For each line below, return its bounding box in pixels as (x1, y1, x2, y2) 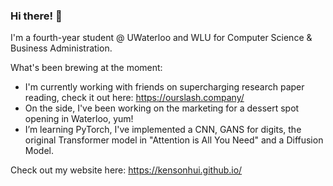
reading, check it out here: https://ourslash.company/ (24, 92, 245, 104)
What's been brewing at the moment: (10, 62, 163, 74)
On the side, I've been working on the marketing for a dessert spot (24, 102, 300, 114)
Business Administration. (10, 42, 113, 54)
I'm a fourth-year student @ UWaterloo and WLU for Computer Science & (10, 32, 313, 44)
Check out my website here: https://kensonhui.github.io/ (10, 164, 243, 176)
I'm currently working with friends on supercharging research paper (24, 81, 305, 93)
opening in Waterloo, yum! (24, 113, 134, 125)
